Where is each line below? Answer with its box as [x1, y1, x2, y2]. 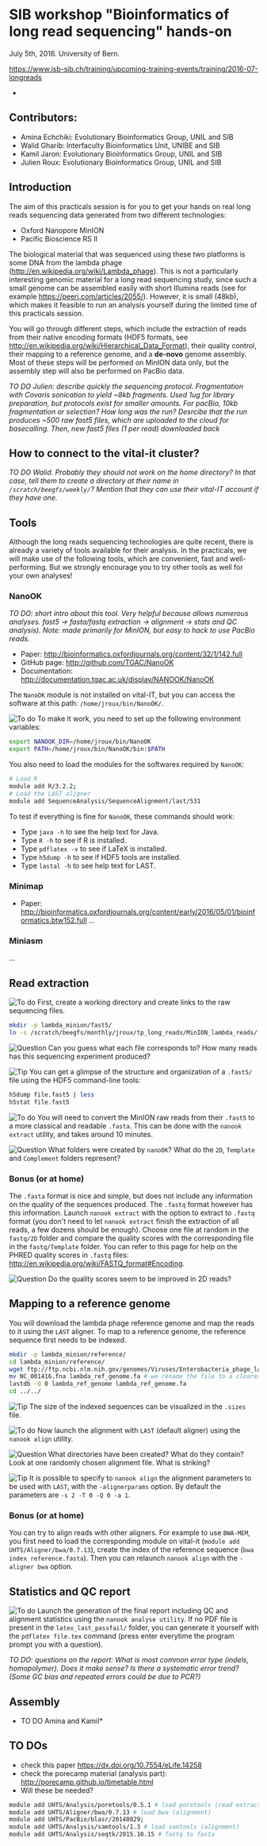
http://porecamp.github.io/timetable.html [20, 1777, 154, 1786]
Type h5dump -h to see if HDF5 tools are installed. [20, 852, 181, 861]
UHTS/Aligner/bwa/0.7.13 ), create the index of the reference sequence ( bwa [9, 1545, 254, 1554]
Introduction [9, 180, 72, 194]
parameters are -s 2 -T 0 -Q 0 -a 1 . [9, 1490, 131, 1500]
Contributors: [9, 111, 78, 125]
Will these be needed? [20, 1786, 93, 1795]
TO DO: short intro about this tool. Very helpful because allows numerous [9, 609, 249, 618]
